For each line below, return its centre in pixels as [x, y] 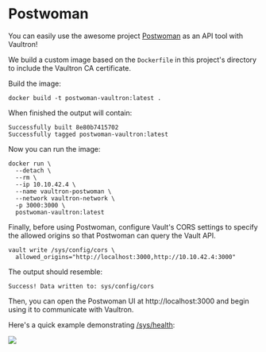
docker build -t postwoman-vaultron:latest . [85, 98]
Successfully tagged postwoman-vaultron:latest [89, 134]
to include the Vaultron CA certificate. [70, 68]
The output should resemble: [56, 272]
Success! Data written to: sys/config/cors [81, 286]
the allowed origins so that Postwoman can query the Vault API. [112, 235]
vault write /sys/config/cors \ [62, 250]
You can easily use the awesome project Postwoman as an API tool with [126, 36]
